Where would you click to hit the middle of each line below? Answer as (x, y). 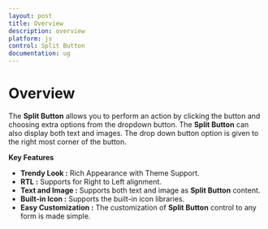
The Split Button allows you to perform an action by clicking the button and (134, 116)
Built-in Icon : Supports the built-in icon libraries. (102, 198)
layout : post (30, 16)
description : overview (47, 31)
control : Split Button (47, 46)
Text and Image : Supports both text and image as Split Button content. (140, 190)
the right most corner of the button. (68, 142)
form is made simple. (55, 216)
